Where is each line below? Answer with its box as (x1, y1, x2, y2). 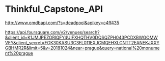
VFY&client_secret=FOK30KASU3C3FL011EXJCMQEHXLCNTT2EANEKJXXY (5, 39, 160, 45)
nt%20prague (5, 50, 33, 56)
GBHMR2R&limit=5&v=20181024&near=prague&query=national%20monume (5, 45, 160, 51)
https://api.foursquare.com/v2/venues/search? (5, 29, 100, 35)
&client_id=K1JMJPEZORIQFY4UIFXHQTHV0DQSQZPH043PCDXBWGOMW (5, 34, 158, 40)
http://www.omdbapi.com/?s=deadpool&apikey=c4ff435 (5, 20, 119, 26)
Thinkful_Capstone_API (5, 3, 103, 15)
